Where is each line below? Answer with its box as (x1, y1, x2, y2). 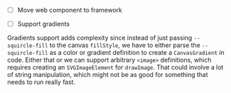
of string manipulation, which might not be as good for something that (7, 71, 208, 79)
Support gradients (17, 20, 70, 28)
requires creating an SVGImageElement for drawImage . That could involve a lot (7, 63, 224, 71)
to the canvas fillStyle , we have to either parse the (50, 41, 201, 49)
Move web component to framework (17, 6, 122, 14)
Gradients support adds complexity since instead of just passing (7, 34, 193, 42)
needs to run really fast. (7, 78, 75, 86)
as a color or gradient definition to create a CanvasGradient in (50, 49, 225, 57)
